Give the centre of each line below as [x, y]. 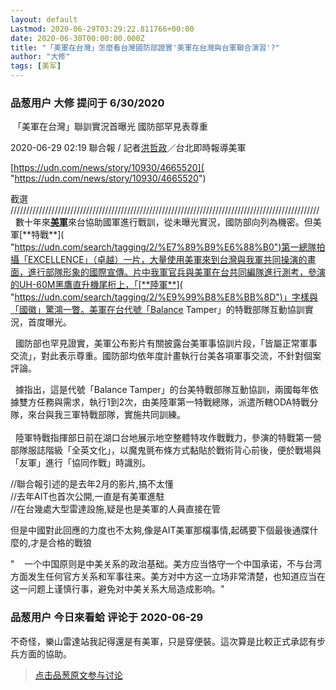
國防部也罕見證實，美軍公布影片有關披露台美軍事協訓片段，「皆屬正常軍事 [166, 343]
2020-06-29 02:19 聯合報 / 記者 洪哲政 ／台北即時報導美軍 [128, 148]
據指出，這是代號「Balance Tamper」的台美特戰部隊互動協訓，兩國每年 [162, 390]
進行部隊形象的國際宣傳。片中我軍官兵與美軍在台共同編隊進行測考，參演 [176, 272]
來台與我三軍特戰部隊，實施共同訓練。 [106, 415]
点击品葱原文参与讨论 [78, 675]
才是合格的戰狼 [61, 543]
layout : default [44, 19]
